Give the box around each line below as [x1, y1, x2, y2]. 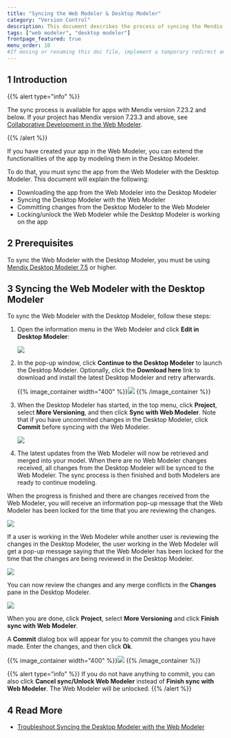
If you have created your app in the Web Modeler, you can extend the [7, 147, 204, 155]
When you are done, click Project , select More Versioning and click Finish [7, 614, 219, 623]
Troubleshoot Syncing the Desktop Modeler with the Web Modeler [16, 723, 205, 731]
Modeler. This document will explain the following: [7, 175, 149, 183]
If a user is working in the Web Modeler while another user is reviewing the [7, 533, 219, 541]
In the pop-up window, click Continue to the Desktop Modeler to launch [16, 359, 222, 367]
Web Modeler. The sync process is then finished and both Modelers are [16, 471, 220, 479]
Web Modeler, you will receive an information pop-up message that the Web [7, 499, 223, 507]
